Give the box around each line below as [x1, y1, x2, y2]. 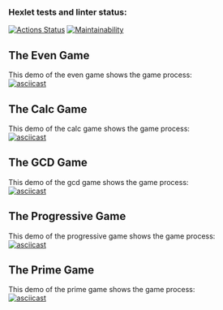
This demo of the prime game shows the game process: [8, 285, 195, 295]
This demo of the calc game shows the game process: [8, 123, 191, 133]
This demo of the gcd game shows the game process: [8, 177, 189, 187]
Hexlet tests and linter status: [8, 6, 127, 18]
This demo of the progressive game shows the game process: [8, 230, 216, 241]
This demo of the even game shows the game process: [8, 70, 192, 80]
